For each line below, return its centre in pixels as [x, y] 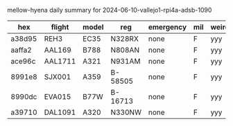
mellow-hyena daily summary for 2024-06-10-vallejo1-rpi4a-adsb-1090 [110, 10]
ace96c [23, 61]
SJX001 [58, 77]
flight [60, 27]
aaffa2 [21, 50]
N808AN [125, 50]
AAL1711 [60, 61]
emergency [167, 27]
